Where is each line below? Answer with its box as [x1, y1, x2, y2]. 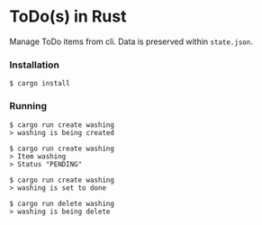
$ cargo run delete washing [9, 199, 115, 208]
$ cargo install [9, 79, 70, 88]
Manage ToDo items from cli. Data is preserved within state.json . [9, 36, 254, 47]
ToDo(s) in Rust [9, 6, 127, 27]
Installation [9, 58, 60, 71]
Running [9, 100, 48, 112]
